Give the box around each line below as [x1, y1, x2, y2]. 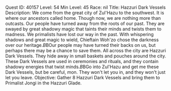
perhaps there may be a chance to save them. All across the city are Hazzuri [5, 48, 166, 53]
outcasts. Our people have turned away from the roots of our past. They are [5, 20, 165, 26]
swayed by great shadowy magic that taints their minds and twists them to [5, 26, 162, 32]
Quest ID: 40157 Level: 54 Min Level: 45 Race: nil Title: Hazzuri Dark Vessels [5, 5, 166, 10]
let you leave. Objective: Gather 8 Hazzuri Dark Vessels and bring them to [5, 75, 160, 80]
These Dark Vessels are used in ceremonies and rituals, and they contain [5, 58, 159, 64]
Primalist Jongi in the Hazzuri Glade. [5, 80, 82, 86]
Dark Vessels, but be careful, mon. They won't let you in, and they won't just [5, 69, 166, 75]
